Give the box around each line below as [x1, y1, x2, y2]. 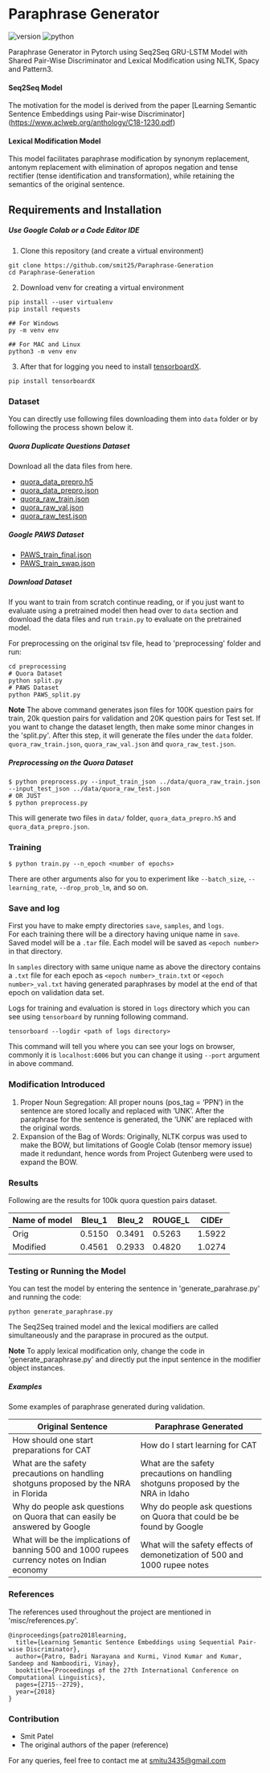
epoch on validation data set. [8, 988, 104, 998]
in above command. [8, 1059, 74, 1068]
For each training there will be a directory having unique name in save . [8, 929, 240, 939]
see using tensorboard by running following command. [8, 1012, 189, 1022]
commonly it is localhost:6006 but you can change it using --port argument [8, 1050, 260, 1060]
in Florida [12, 1488, 48, 1499]
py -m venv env [8, 326, 59, 334]
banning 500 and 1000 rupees [12, 1544, 129, 1556]
